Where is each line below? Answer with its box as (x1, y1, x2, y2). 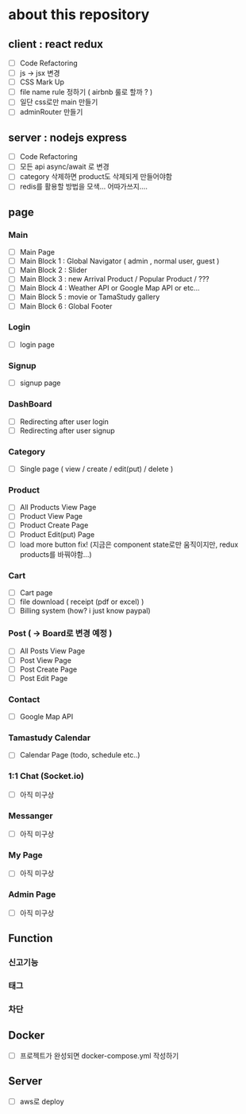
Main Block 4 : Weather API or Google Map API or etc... (19, 283, 200, 293)
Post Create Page (19, 664, 78, 674)
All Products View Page (19, 503, 97, 512)
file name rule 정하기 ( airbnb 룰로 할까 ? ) (19, 88, 153, 97)
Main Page (19, 247, 56, 257)
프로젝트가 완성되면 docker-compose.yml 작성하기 (19, 1050, 179, 1060)
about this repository (8, 6, 150, 24)
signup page (19, 378, 61, 388)
